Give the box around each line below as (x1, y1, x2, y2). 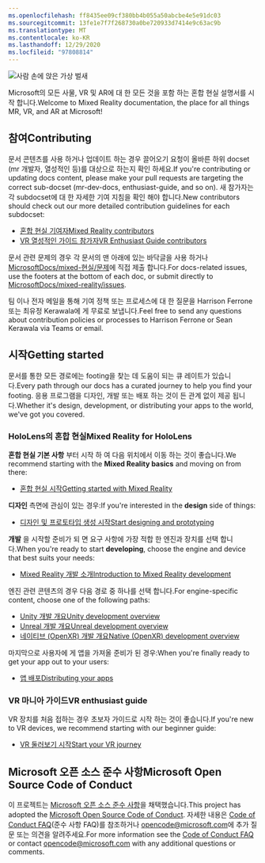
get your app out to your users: (8, 656, 109, 666)
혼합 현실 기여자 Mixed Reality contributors (19, 226, 154, 235)
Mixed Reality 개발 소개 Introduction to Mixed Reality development (19, 569, 232, 579)
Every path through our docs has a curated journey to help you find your (16, 381, 252, 390)
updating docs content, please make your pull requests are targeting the (8, 173, 244, 182)
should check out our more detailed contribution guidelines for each (8, 201, 230, 211)
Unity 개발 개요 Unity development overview (19, 611, 161, 621)
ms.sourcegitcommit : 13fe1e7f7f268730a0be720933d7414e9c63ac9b (8, 19, 221, 27)
